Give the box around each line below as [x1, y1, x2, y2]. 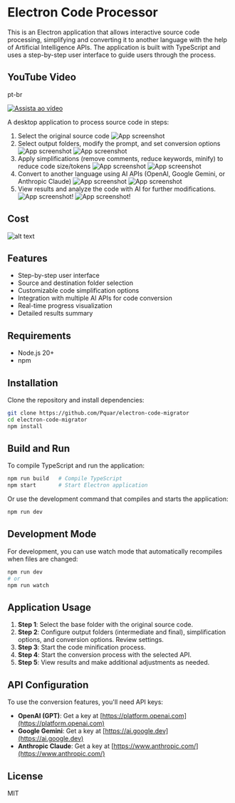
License [7, 770, 43, 782]
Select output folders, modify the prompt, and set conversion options [17, 139, 221, 147]
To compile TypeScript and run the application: [7, 461, 145, 470]
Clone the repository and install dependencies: [7, 396, 145, 404]
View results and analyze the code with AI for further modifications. [17, 185, 216, 193]
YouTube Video [7, 71, 77, 83]
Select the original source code [17, 131, 110, 140]
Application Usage [7, 601, 91, 613]
